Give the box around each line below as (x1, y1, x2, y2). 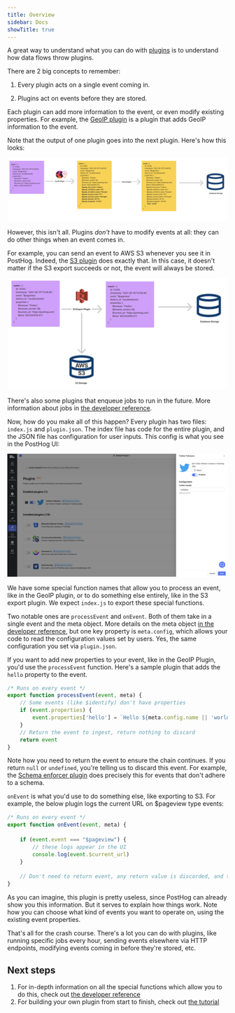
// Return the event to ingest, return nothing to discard (20, 729, 196, 736)
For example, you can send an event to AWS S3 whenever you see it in (7, 249, 211, 258)
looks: (7, 144, 25, 152)
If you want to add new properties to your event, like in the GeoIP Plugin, (7, 655, 216, 664)
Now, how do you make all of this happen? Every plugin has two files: (7, 417, 207, 426)
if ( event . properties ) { (20, 707, 92, 714)
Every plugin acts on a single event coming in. (17, 81, 150, 89)
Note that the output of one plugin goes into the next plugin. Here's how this (7, 137, 227, 145)
